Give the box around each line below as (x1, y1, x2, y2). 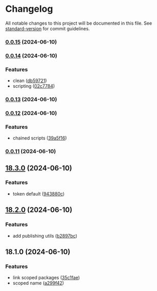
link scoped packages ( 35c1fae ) (12, 275, 80, 281)
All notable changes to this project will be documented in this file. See (5, 20, 152, 26)
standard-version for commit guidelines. (5, 25, 90, 31)
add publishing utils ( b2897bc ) (12, 232, 78, 239)
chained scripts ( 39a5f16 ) (12, 135, 68, 141)
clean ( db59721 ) (12, 77, 47, 84)
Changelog (5, 3, 53, 15)
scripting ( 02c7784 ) (12, 83, 55, 89)
